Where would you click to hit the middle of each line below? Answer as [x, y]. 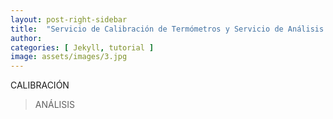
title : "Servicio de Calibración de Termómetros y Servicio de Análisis [167, 29]
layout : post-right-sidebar [69, 19]
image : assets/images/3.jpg [69, 57]
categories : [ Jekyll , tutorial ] [82, 47]
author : [26, 38]
